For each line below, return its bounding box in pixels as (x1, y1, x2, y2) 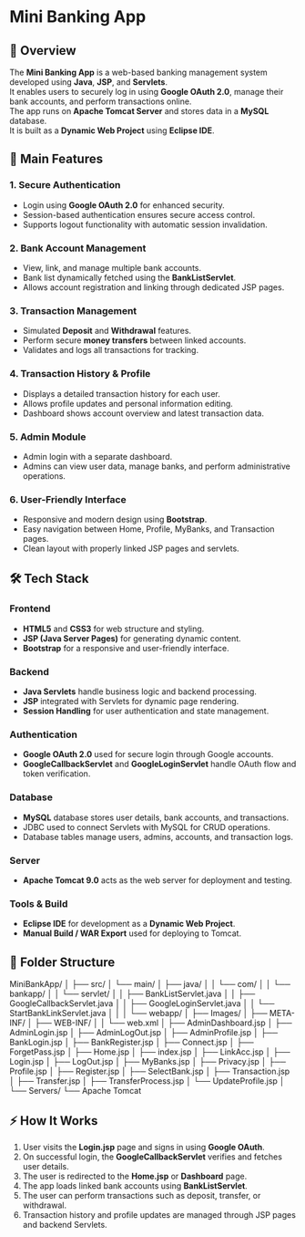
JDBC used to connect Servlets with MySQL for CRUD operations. (22, 821, 270, 832)
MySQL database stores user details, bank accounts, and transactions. (22, 812, 290, 823)
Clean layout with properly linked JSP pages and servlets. (22, 543, 239, 554)
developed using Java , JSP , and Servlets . (9, 77, 168, 88)
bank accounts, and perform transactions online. (9, 96, 192, 107)
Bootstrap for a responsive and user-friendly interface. (22, 642, 229, 653)
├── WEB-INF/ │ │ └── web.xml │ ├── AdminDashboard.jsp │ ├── (35, 1017, 293, 1028)
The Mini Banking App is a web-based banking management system (9, 67, 269, 78)
